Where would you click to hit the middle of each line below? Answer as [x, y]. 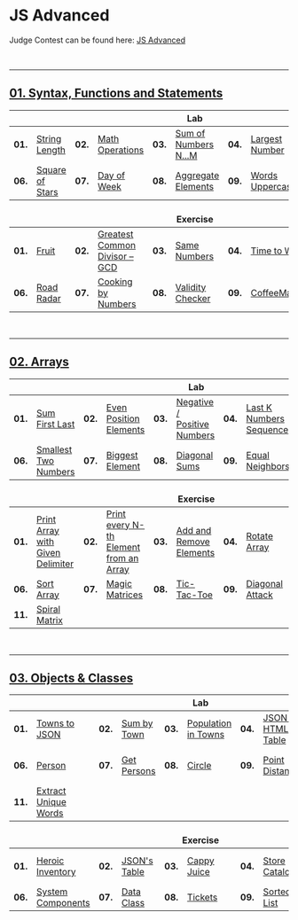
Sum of [190, 133]
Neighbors [268, 466]
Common [116, 245]
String [49, 138]
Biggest [122, 455]
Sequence [267, 429]
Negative [195, 402]
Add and [194, 530]
